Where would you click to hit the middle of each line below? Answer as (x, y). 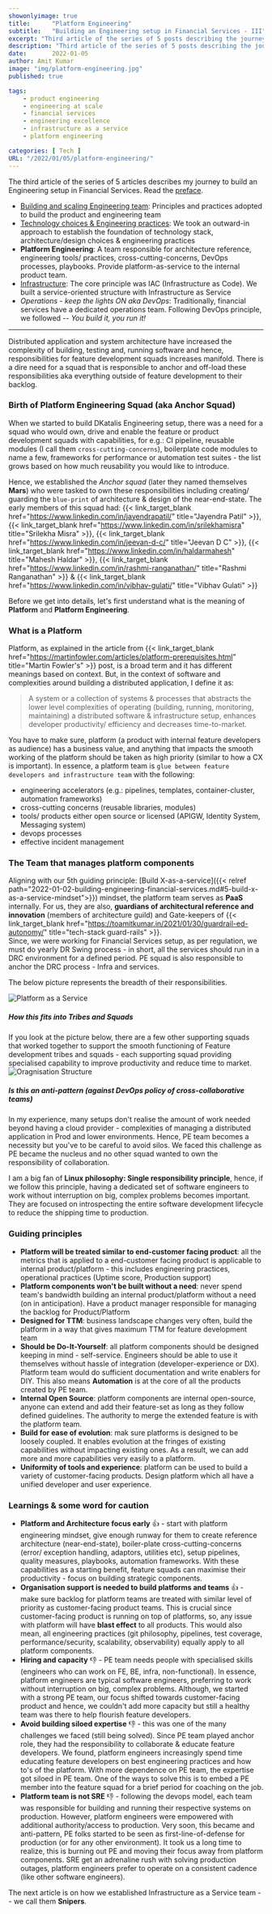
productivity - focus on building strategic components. (111, 1578)
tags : (17, 91)
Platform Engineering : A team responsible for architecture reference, (136, 249)
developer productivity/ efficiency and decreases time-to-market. (137, 725)
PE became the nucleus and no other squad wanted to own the (113, 1154)
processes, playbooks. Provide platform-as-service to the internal (130, 266)
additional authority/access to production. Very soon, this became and (137, 1825)
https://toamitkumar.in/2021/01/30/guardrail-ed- (168, 924)
